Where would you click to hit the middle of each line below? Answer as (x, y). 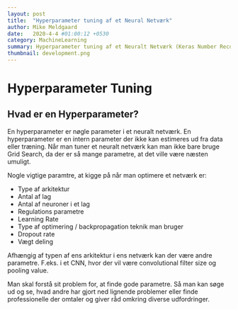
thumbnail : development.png (49, 54)
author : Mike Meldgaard (42, 27)
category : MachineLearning (47, 40)
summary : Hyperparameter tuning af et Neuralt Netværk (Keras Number (112, 47)
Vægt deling (35, 241)
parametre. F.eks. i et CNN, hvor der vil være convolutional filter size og (112, 263)
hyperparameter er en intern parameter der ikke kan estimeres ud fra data (115, 139)
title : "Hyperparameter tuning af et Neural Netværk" (90, 21)
